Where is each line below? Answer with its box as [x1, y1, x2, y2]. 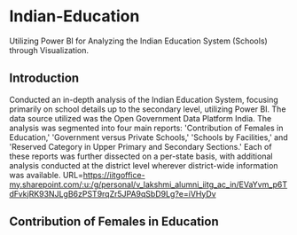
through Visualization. [9, 44, 89, 55]
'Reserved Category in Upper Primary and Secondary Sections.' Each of [9, 141, 272, 152]
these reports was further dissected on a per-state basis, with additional [9, 151, 273, 161]
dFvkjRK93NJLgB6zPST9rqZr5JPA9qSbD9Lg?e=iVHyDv [9, 188, 216, 199]
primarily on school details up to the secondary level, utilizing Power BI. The [9, 104, 286, 114]
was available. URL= [9, 169, 84, 180]
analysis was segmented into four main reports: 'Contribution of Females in [9, 122, 284, 133]
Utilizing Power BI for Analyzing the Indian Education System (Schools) [9, 35, 268, 46]
